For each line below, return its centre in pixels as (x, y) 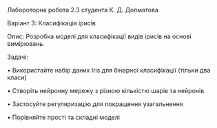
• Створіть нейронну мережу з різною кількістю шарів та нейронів (106, 91)
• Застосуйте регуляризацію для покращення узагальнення (95, 104)
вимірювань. (26, 43)
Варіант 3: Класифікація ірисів (52, 23)
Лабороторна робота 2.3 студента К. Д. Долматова (83, 10)
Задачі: (18, 57)
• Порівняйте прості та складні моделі (64, 117)
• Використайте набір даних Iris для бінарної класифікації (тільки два (109, 70)
